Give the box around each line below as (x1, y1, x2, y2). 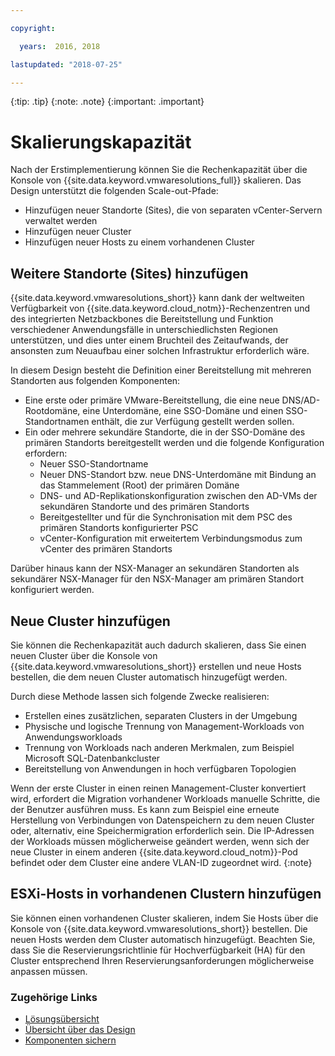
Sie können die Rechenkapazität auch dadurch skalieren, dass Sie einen (10, 639, 307, 651)
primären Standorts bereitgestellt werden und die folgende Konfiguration (24, 437, 325, 449)
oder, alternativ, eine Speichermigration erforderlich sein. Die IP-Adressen (10, 824, 315, 836)
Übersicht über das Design (24, 1024, 136, 1036)
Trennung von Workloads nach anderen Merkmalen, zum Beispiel (24, 741, 295, 753)
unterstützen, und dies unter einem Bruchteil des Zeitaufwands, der (10, 334, 289, 346)
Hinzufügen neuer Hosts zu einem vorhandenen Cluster (24, 236, 255, 248)
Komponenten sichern (24, 1034, 117, 1046)
